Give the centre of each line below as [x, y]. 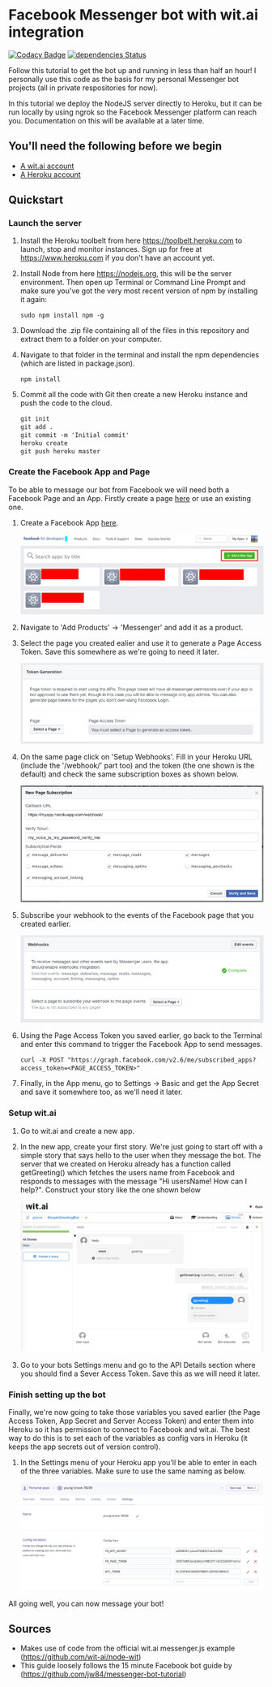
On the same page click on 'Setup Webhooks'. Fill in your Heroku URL [136, 757]
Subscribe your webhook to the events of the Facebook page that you [137, 915]
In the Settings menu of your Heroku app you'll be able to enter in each [138, 1463]
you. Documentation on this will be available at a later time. [106, 120]
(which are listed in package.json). [77, 364]
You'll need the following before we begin [115, 147]
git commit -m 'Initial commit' [74, 435]
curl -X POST [42, 1060]
